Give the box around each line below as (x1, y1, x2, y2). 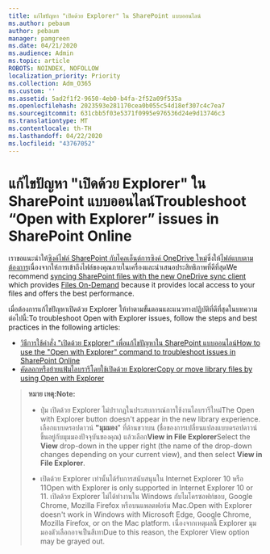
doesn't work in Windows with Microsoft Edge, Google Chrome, (39, 510, 251, 519)
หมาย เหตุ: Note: (27, 389, 76, 399)
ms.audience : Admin (8, 49, 74, 57)
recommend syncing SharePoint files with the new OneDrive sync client (8, 271, 247, 281)
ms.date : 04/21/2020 (8, 42, 78, 50)
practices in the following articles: (8, 322, 121, 332)
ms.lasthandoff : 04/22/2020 (8, 132, 103, 140)
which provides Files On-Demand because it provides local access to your (8, 280, 255, 290)
